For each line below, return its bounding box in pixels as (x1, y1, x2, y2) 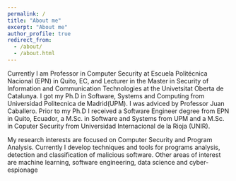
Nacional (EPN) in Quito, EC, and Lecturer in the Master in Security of (7, 76, 209, 85)
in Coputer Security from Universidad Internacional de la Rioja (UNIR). (7, 122, 211, 130)
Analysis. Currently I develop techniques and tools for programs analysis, (7, 143, 220, 151)
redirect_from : (7, 37, 52, 44)
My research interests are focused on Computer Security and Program (7, 135, 213, 144)
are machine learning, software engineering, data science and (7, 158, 188, 166)
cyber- (189, 158, 209, 166)
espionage (7, 165, 38, 174)
